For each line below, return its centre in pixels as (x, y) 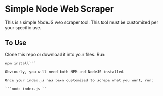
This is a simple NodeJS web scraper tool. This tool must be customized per (82, 22)
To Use (16, 43)
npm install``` (20, 63)
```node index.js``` (26, 89)
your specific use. (23, 27)
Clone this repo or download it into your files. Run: (55, 54)
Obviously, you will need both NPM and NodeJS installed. (65, 72)
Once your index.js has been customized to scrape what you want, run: (79, 80)
